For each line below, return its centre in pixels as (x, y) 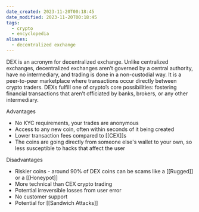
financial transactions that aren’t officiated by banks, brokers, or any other (97, 93)
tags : (13, 23)
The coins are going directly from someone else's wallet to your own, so (103, 142)
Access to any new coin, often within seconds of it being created (94, 129)
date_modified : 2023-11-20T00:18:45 (52, 17)
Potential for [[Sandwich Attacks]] (56, 202)
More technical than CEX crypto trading (63, 184)
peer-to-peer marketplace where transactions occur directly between (91, 80)
